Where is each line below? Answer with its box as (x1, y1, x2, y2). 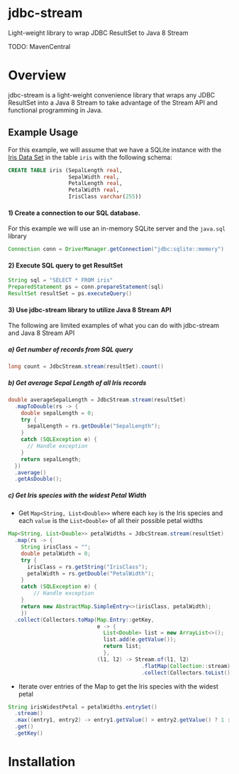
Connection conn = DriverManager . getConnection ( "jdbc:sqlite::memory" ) (8, 245, 224, 253)
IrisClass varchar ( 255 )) (68, 193, 142, 201)
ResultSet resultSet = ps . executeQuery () (8, 290, 133, 297)
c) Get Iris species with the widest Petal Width (8, 491, 147, 499)
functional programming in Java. (8, 105, 103, 115)
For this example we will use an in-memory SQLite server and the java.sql (8, 224, 226, 233)
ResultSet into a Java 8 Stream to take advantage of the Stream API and (8, 98, 218, 107)
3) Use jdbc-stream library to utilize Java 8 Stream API (8, 305, 172, 314)
